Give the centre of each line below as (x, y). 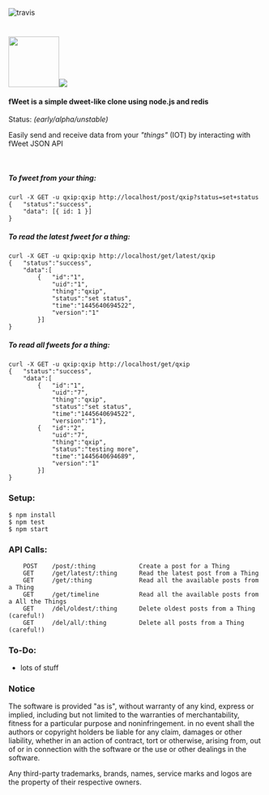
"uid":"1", (70, 285)
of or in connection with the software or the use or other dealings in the (128, 750)
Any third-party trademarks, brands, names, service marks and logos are (130, 774)
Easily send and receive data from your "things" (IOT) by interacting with (130, 135)
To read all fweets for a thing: (60, 345)
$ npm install (32, 515)
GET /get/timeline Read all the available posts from (141, 594)
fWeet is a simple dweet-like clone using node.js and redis (109, 101)
